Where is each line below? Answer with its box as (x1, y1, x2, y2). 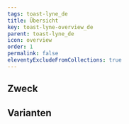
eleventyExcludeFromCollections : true (7, 57, 122, 64)
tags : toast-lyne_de (7, 10, 69, 18)
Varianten (7, 107, 52, 119)
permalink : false (7, 50, 59, 57)
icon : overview (7, 37, 52, 44)
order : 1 (7, 43, 33, 50)
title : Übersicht (7, 17, 59, 24)
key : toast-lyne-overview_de (7, 23, 94, 30)
